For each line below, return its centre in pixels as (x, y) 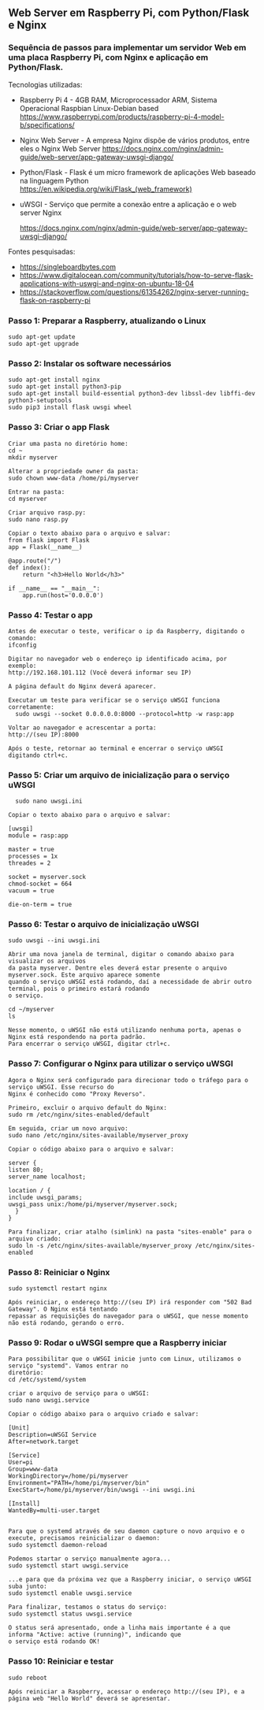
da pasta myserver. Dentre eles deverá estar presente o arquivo (117, 968)
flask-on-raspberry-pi (55, 300)
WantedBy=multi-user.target (54, 1511)
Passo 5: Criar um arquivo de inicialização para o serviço (119, 775)
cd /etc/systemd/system (47, 1380)
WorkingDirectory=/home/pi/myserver (68, 1476)
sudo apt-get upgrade (44, 343)
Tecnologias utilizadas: (45, 84)
